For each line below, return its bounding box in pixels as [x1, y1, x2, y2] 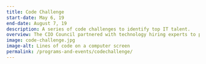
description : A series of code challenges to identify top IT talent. [6, 26, 191, 32]
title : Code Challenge [6, 9, 64, 15]
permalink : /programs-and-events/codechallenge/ [6, 49, 133, 55]
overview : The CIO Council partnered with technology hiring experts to [6, 32, 196, 38]
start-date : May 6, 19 [6, 15, 64, 21]
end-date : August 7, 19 [6, 20, 67, 26]
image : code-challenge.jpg [6, 37, 75, 43]
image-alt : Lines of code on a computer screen [6, 43, 131, 49]
